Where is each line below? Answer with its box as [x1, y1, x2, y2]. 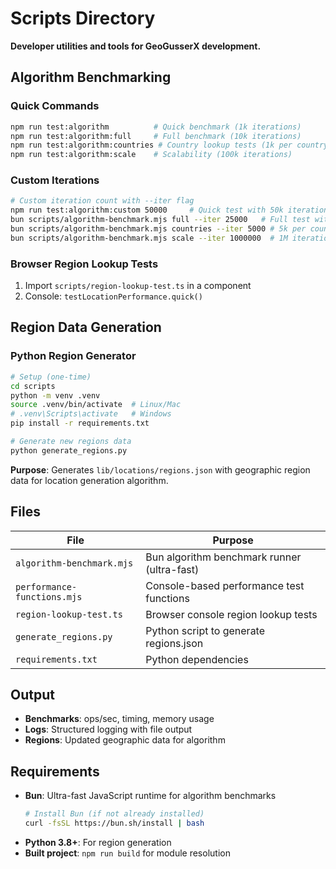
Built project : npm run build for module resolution [24, 847, 231, 859]
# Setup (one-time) [10, 372, 92, 382]
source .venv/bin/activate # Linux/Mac [10, 400, 182, 410]
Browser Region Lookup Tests [10, 257, 159, 271]
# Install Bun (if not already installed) [24, 809, 205, 819]
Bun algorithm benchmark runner [145, 550, 302, 564]
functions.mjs [15, 591, 83, 602]
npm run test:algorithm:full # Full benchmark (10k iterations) [10, 131, 302, 141]
